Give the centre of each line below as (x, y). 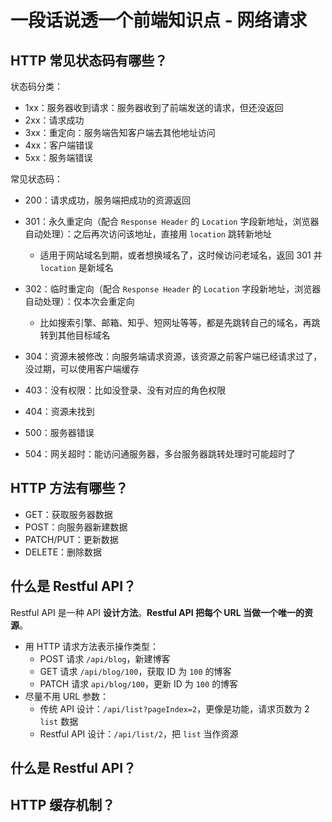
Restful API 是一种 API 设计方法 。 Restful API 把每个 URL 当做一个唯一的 (157, 612)
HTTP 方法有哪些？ (69, 488)
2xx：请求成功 (54, 120)
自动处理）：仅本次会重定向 (79, 301)
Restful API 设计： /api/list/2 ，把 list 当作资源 (139, 733)
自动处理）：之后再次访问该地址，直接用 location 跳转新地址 (148, 234)
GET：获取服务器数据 (68, 514)
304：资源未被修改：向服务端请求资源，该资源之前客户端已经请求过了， (173, 356)
